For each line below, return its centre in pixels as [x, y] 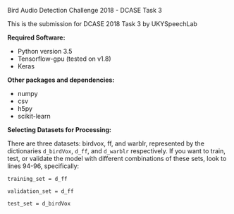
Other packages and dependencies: [61, 80]
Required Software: [36, 37]
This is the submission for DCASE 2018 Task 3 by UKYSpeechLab [102, 24]
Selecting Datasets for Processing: [59, 130]
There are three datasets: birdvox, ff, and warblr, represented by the [106, 143]
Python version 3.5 [45, 51]
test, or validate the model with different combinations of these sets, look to [117, 159]
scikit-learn [34, 116]
